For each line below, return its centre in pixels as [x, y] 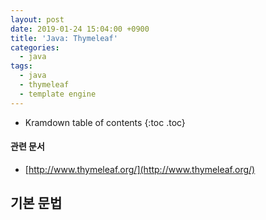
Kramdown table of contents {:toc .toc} [105, 122]
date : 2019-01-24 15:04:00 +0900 [80, 29]
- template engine [58, 94]
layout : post [37, 19]
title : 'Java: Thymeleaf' [64, 38]
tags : [21, 66]
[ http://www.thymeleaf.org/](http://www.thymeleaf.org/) [140, 169]
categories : [35, 47]
